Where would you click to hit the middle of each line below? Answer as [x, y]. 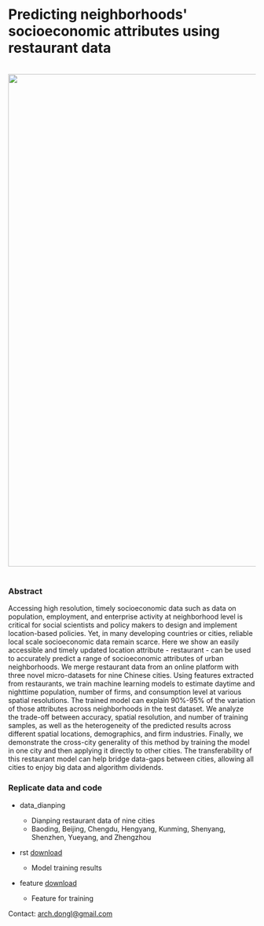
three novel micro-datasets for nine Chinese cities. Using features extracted [131, 675]
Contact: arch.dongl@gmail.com [60, 913]
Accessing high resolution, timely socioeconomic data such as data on [123, 608]
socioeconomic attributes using [114, 31]
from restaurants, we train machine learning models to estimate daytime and [132, 684]
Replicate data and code [55, 788]
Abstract [26, 591]
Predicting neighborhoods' [98, 15]
